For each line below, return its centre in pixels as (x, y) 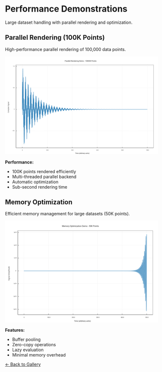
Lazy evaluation (28, 350)
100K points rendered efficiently (44, 171)
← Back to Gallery (23, 364)
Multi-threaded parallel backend (44, 177)
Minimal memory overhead (39, 355)
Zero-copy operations (34, 345)
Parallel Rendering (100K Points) (55, 38)
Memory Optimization (39, 202)
